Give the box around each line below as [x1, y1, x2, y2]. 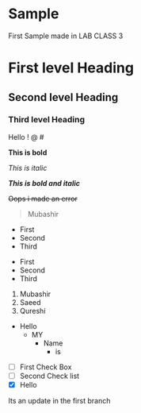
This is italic [8, 163, 48, 172]
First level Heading [8, 59, 135, 77]
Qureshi [19, 306, 46, 315]
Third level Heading [8, 114, 86, 125]
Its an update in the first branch [8, 396, 111, 405]
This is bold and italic [8, 178, 81, 187]
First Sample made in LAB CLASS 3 [8, 31, 124, 41]
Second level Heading [8, 91, 119, 104]
